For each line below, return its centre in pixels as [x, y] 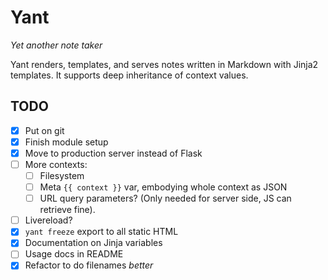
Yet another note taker [56, 45]
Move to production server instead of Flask [113, 153]
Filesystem [62, 175]
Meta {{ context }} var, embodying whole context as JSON [163, 187]
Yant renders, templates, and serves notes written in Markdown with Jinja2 [164, 64]
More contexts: [56, 164]
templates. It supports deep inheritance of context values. [129, 75]
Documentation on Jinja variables [93, 243]
